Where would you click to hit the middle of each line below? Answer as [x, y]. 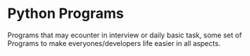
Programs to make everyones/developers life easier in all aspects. [114, 43]
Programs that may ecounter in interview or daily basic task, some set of [125, 35]
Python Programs [66, 14]
